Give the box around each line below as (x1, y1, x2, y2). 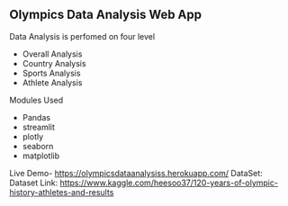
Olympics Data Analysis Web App (9, 7, 202, 22)
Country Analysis (22, 58, 87, 68)
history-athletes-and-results (9, 186, 114, 197)
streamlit (22, 121, 56, 132)
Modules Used (9, 94, 64, 105)
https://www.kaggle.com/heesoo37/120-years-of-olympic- (59, 177, 279, 188)
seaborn (22, 140, 54, 151)
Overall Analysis (22, 49, 83, 59)
